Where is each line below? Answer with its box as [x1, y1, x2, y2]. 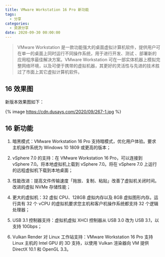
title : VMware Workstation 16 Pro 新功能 [5, 7, 89, 12]
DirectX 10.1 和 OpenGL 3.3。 [12, 246, 71, 252]
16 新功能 [5, 124, 33, 133]
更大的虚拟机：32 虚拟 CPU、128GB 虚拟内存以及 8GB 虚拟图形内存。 [12, 194, 154, 200]
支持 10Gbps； [12, 223, 42, 229]
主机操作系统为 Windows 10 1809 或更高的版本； [12, 144, 111, 150]
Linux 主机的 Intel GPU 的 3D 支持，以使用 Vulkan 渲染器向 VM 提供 [12, 240, 149, 246]
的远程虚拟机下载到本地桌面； [12, 167, 73, 173]
